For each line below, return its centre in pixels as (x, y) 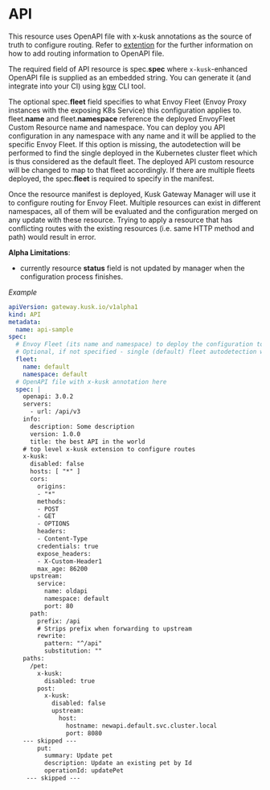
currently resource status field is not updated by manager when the (132, 268)
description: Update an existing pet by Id (118, 763)
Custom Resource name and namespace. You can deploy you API (117, 127)
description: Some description (82, 426)
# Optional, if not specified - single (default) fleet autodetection (136, 352)
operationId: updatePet (84, 771)
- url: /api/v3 (55, 412)
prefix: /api (59, 621)
